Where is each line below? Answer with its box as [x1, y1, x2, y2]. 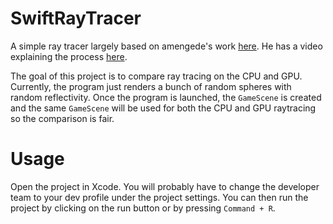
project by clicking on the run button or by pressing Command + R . [10, 202, 276, 214]
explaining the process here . [10, 50, 128, 62]
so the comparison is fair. [10, 112, 115, 124]
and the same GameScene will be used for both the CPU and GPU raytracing [10, 102, 317, 114]
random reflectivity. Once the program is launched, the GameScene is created [10, 91, 322, 103]
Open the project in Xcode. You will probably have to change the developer [10, 180, 320, 192]
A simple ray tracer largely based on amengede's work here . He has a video [10, 40, 323, 52]
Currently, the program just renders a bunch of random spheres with [10, 80, 292, 92]
